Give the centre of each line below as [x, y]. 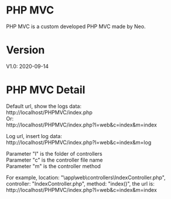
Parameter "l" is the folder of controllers [54, 153]
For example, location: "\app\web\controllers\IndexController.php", [86, 177]
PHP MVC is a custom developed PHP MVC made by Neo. [76, 26]
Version [25, 50]
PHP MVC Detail [46, 90]
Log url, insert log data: [34, 136]
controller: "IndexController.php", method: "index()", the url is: [81, 183]
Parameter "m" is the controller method [54, 166]
